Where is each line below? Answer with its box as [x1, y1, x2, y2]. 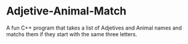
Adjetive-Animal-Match [6, 4, 127, 18]
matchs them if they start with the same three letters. [6, 30, 138, 37]
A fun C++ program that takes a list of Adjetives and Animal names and [6, 24, 182, 31]
